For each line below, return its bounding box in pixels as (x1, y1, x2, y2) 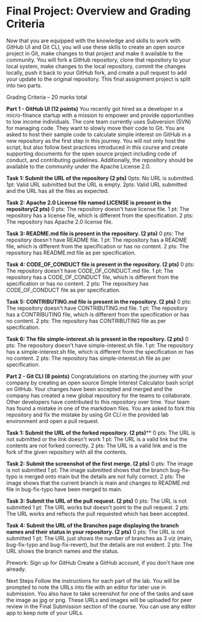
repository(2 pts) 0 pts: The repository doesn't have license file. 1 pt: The (6, 205, 189, 212)
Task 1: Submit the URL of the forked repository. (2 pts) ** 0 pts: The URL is (6, 429, 196, 436)
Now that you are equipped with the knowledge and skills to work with (6, 37, 181, 44)
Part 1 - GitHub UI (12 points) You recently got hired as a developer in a (6, 105, 183, 112)
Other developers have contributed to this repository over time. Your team (6, 398, 190, 405)
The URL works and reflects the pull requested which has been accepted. (6, 510, 189, 517)
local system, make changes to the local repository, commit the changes (6, 62, 186, 70)
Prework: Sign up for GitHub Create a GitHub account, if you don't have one (6, 559, 195, 566)
